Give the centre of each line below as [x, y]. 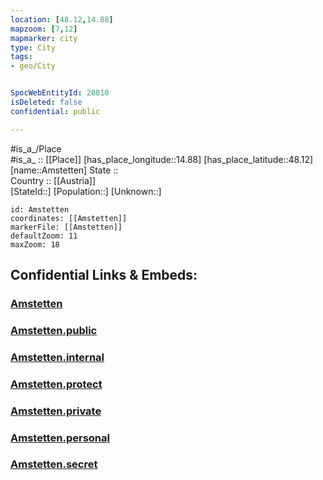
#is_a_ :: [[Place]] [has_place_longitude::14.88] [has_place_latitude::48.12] [162, 159]
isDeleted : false [46, 102]
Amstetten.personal [60, 438]
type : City [33, 47]
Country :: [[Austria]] [53, 180]
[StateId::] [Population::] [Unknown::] [86, 191]
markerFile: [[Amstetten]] [66, 227]
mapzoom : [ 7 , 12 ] [44, 29]
